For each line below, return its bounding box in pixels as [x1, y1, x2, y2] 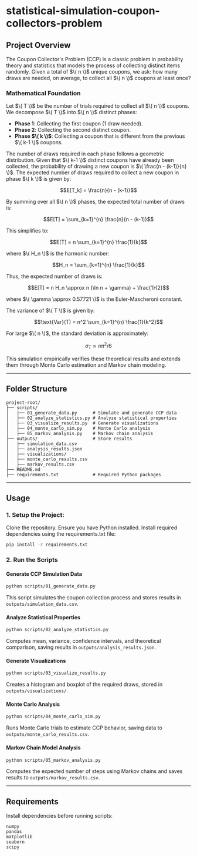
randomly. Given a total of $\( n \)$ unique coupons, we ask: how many [6, 68, 178, 75]
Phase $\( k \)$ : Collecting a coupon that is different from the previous [14, 132, 185, 140]
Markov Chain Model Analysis [6, 744, 81, 751]
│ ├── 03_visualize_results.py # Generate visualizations [6, 420, 159, 426]
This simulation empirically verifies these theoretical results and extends [6, 355, 181, 362]
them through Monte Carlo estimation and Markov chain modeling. [6, 361, 167, 369]
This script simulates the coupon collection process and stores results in [6, 594, 181, 601]
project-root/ [6, 399, 41, 406]
